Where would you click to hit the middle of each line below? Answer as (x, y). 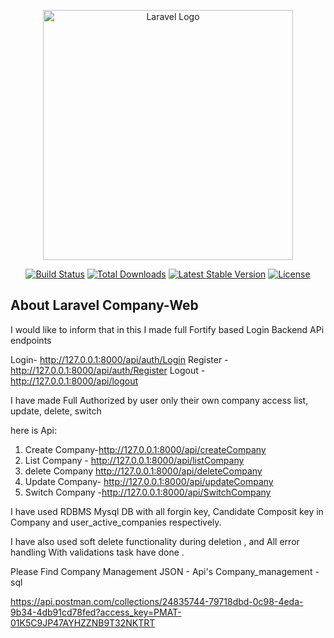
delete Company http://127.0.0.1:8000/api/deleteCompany (143, 471)
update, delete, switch (56, 411)
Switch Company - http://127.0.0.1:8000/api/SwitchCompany (148, 492)
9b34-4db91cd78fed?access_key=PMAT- (96, 612)
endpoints (31, 340)
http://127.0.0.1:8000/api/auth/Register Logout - (108, 370)
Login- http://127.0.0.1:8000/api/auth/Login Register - (119, 359)
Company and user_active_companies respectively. (116, 522)
